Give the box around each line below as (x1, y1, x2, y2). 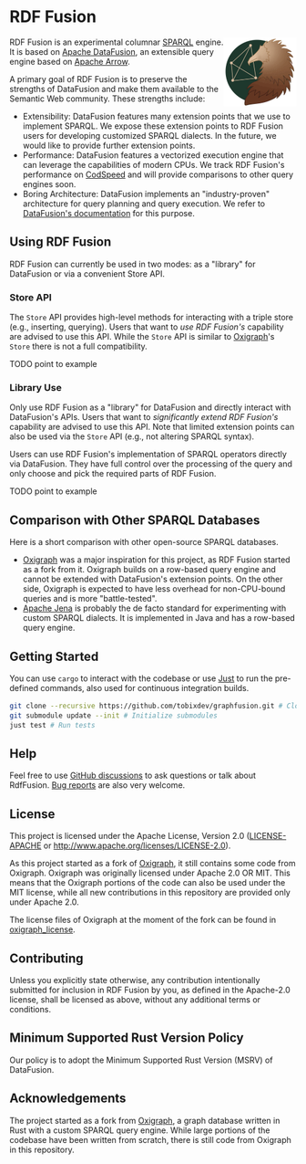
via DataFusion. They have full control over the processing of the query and (9, 458, 293, 469)
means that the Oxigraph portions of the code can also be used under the (9, 877, 286, 888)
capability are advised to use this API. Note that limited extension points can (9, 422, 295, 433)
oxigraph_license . (9, 924, 76, 935)
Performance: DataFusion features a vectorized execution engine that (22, 149, 284, 161)
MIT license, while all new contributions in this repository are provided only (9, 887, 291, 898)
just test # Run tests (9, 720, 96, 729)
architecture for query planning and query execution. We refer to (22, 198, 266, 209)
